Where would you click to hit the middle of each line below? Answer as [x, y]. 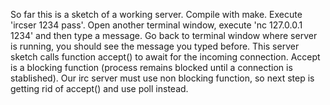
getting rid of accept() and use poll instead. [99, 88]
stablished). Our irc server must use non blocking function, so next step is [162, 78]
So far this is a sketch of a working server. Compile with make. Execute [156, 14]
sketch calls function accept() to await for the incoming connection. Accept [165, 57]
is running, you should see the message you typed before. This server [155, 46]
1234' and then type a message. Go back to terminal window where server [164, 35]
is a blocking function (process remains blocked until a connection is [151, 67]
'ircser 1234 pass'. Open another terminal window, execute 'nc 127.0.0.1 [156, 25]
